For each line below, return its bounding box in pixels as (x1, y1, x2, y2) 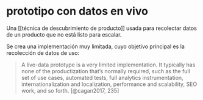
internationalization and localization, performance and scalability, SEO (21, 80, 198, 88)
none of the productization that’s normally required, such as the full (21, 67, 190, 74)
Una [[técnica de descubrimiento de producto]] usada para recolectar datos (6, 24, 197, 32)
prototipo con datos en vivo (6, 4, 148, 18)
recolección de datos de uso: (6, 49, 80, 56)
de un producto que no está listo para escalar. (6, 30, 122, 38)
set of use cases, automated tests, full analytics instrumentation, (21, 74, 184, 81)
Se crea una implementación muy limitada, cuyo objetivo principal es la (6, 43, 185, 50)
